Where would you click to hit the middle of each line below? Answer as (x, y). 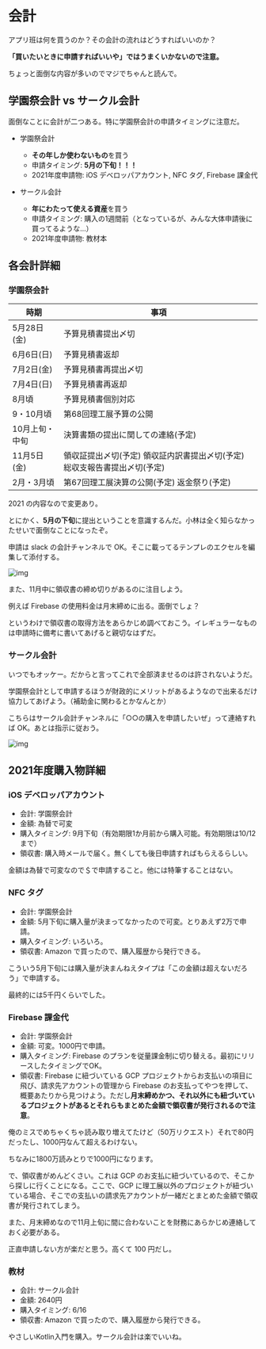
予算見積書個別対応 (99, 399)
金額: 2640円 (41, 1300)
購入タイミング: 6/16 (53, 1310)
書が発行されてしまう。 (46, 1206)
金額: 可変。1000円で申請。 (64, 1046)
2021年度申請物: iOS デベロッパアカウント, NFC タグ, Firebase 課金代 (145, 174)
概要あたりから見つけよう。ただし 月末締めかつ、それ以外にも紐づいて (133, 1095)
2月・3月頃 (33, 483)
